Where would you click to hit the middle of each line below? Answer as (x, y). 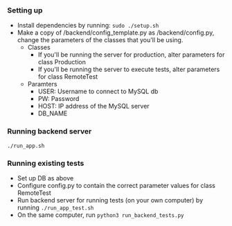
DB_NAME (53, 113)
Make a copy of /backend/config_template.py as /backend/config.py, (116, 32)
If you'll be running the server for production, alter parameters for (131, 55)
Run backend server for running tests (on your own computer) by (110, 200)
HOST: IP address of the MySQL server (94, 106)
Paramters (42, 84)
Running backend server (50, 131)
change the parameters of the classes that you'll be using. (100, 40)
